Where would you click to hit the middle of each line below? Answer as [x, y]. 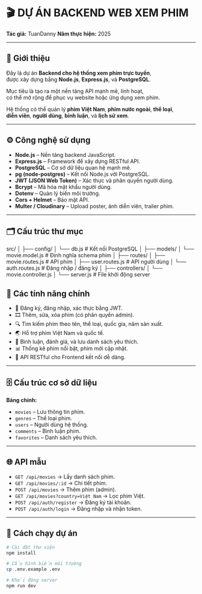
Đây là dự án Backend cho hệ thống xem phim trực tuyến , [79, 73]
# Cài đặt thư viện [31, 547]
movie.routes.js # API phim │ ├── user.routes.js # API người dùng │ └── [96, 262]
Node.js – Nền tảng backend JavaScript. [65, 155]
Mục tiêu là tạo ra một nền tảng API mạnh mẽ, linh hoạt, [75, 91]
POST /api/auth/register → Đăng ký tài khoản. [73, 502]
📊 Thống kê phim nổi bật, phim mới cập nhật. [71, 348]
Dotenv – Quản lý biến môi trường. [57, 193]
